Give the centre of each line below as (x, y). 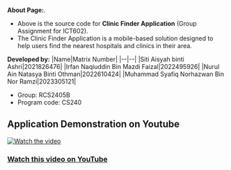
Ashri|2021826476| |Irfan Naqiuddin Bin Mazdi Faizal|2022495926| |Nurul (113, 67)
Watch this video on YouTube (57, 159)
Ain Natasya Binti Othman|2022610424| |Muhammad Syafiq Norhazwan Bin (116, 74)
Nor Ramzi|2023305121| (42, 82)
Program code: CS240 (49, 102)
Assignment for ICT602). (53, 31)
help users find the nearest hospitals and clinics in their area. (105, 46)
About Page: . (26, 10)
